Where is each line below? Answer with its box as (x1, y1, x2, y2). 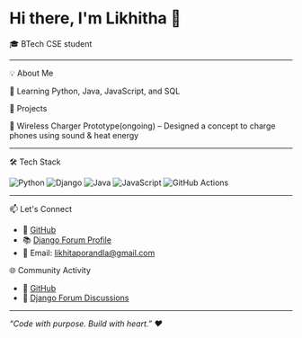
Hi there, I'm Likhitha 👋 (9, 8, 182, 29)
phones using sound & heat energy (9, 129, 139, 140)
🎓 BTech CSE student (9, 38, 93, 49)
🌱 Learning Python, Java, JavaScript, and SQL (9, 85, 181, 96)
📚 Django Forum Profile (22, 234, 112, 245)
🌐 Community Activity (9, 264, 92, 275)
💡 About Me (9, 67, 54, 78)
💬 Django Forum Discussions (22, 292, 129, 303)
